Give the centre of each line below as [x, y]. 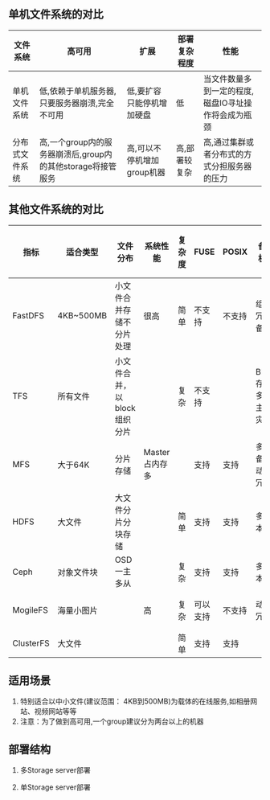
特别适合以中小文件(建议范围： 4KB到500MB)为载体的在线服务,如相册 [135, 701]
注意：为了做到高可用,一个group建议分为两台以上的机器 [112, 721]
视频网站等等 [55, 712]
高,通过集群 [225, 142]
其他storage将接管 [82, 166]
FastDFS [28, 315]
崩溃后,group [80, 154]
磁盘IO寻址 [224, 103]
